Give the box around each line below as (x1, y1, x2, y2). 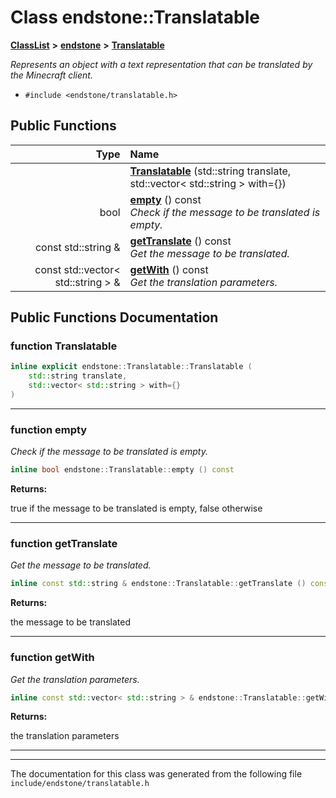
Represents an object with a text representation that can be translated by (10, 58, 313, 70)
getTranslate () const (129, 234, 232, 248)
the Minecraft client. (10, 69, 93, 81)
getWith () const (129, 262, 209, 276)
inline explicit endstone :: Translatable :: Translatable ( (10, 362, 253, 372)
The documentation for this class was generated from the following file (10, 768, 303, 780)
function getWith (10, 651, 95, 665)
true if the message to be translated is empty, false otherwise (10, 502, 263, 515)
